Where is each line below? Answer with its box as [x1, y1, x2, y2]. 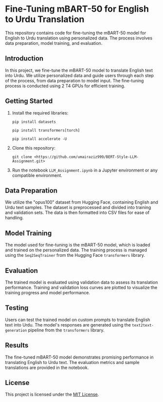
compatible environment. [12, 172, 62, 178]
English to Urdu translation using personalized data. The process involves [5, 35, 152, 41]
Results [5, 341, 29, 349]
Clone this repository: [12, 145, 55, 151]
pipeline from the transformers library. [28, 327, 105, 333]
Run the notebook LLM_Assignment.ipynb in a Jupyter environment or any [12, 167, 158, 173]
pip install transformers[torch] [12, 128, 80, 133]
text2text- [132, 323, 154, 327]
